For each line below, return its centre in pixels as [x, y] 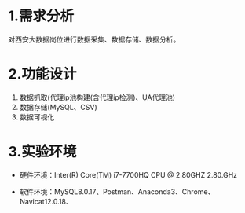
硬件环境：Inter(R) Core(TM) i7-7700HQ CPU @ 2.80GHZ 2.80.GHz [128, 174]
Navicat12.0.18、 [46, 201]
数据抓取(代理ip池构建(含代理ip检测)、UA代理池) [97, 97]
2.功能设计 [42, 74]
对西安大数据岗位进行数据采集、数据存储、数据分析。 [94, 39]
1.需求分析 [41, 16]
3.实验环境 [42, 152]
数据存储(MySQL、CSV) [59, 107]
